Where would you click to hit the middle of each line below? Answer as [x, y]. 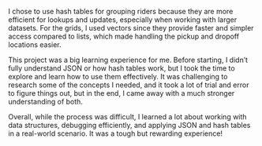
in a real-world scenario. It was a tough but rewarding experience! [116, 133]
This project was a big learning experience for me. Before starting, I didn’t [128, 60]
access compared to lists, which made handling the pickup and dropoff [124, 36]
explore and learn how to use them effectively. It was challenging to [118, 77]
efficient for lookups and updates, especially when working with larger [123, 20]
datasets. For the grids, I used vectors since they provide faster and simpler [131, 28]
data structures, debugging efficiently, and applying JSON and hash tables [129, 125]
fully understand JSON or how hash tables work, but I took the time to [122, 68]
